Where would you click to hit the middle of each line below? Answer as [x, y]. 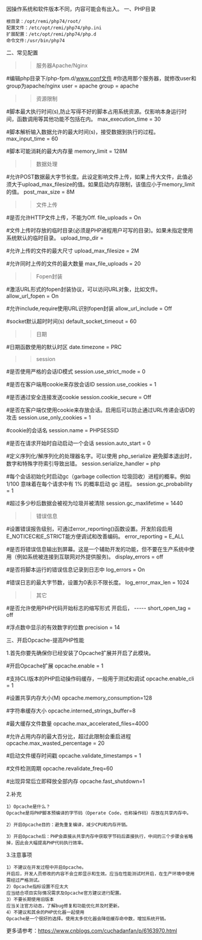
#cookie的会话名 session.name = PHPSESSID [63, 430]
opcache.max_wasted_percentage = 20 [55, 743]
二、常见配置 [22, 53]
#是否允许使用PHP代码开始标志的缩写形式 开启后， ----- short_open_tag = [99, 608]
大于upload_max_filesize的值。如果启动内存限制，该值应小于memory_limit [103, 184]
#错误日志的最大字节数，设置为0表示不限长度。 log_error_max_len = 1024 [98, 582]
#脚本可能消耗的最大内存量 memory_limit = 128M [67, 151]
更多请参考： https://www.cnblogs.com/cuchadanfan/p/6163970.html [92, 931]
